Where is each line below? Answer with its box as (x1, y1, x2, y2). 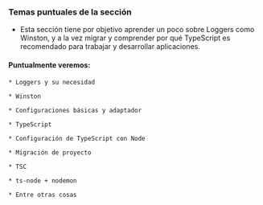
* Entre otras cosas (8, 191, 78, 199)
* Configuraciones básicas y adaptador (8, 106, 142, 114)
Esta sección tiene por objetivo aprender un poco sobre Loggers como (19, 25, 255, 35)
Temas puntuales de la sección (8, 6, 132, 18)
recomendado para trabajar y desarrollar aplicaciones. (19, 42, 201, 51)
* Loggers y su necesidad (8, 78, 95, 86)
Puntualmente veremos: (8, 59, 91, 70)
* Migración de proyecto (8, 148, 92, 157)
